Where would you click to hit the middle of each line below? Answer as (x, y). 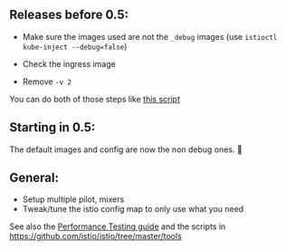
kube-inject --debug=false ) (75, 46)
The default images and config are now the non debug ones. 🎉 (126, 149)
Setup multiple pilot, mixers (73, 199)
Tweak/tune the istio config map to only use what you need (133, 209)
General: (34, 178)
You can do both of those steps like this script (95, 99)
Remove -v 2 (47, 82)
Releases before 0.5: (69, 15)
